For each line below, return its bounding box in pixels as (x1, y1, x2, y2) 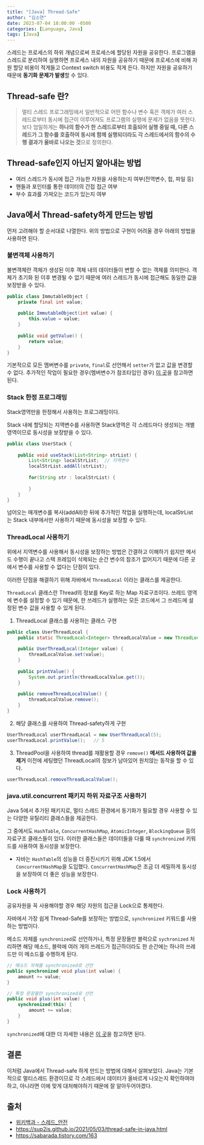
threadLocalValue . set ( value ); (28, 652, 105, 658)
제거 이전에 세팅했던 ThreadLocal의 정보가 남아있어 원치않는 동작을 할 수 (15, 756, 188, 764)
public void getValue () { (18, 333, 84, 339)
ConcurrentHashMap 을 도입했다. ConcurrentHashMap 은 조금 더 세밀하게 (15, 863, 181, 870)
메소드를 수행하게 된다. (24, 950, 78, 958)
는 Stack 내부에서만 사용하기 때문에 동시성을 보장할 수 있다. (7, 516, 147, 524)
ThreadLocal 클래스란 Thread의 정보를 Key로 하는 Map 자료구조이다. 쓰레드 (7, 589, 186, 596)
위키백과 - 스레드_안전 (15, 1119, 68, 1126)
